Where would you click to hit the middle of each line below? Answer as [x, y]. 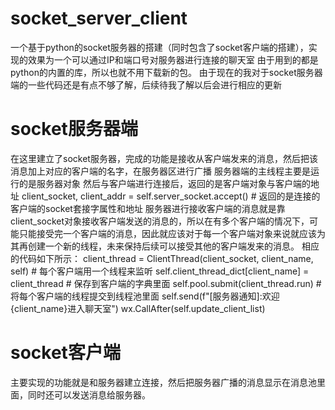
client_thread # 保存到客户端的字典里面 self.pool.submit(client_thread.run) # [166, 283]
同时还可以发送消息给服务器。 [89, 394]
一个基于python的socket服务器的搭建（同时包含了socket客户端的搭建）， [159, 47]
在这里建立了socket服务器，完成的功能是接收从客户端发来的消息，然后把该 [164, 158]
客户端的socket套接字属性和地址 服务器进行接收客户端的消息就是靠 [148, 208]
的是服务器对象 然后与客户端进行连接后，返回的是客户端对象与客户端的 [164, 183]
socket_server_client [99, 18]
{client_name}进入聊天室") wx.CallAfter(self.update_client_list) [138, 308]
